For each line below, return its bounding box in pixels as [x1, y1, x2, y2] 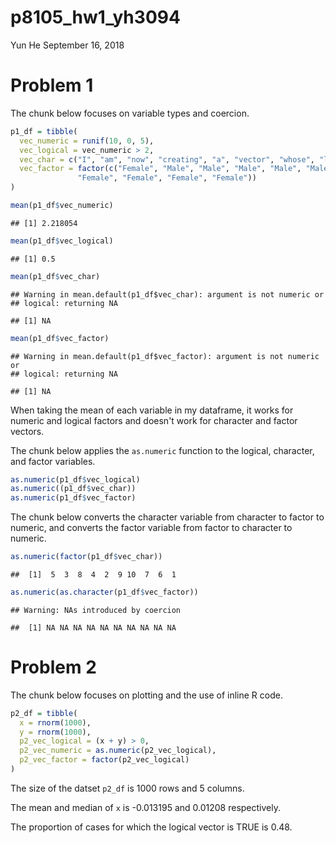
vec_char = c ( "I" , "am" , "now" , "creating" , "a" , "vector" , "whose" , [19, 154, 315, 165]
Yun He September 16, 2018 [10, 39, 125, 51]
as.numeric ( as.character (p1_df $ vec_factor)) [10, 587, 199, 597]
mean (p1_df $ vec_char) [10, 271, 101, 281]
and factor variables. [10, 455, 96, 467]
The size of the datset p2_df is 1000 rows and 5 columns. [10, 782, 245, 794]
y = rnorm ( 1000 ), [19, 727, 92, 737]
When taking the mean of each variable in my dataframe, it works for [10, 404, 294, 416]
